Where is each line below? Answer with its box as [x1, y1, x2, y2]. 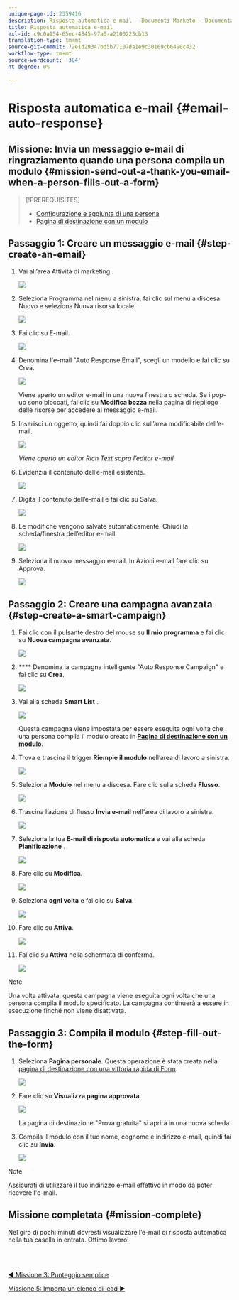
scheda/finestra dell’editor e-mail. [18, 530, 118, 538]
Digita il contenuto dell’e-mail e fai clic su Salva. [18, 495, 158, 504]
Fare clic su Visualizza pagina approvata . [18, 1092, 142, 1100]
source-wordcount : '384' [8, 57, 82, 64]
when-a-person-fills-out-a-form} [8, 177, 160, 189]
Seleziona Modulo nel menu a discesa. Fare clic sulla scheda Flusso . [18, 781, 221, 789]
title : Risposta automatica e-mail [8, 23, 113, 31]
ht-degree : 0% [8, 63, 50, 70]
